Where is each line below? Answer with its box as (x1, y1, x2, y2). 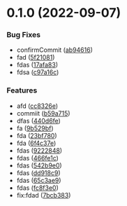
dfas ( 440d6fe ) (16, 116, 61, 125)
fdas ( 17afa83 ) (16, 61, 59, 69)
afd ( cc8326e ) (16, 102, 59, 110)
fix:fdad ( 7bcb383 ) (16, 191, 71, 199)
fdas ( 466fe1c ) (16, 153, 59, 162)
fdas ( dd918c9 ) (16, 168, 61, 177)
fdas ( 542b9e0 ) (16, 161, 62, 170)
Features (6, 85, 38, 95)
